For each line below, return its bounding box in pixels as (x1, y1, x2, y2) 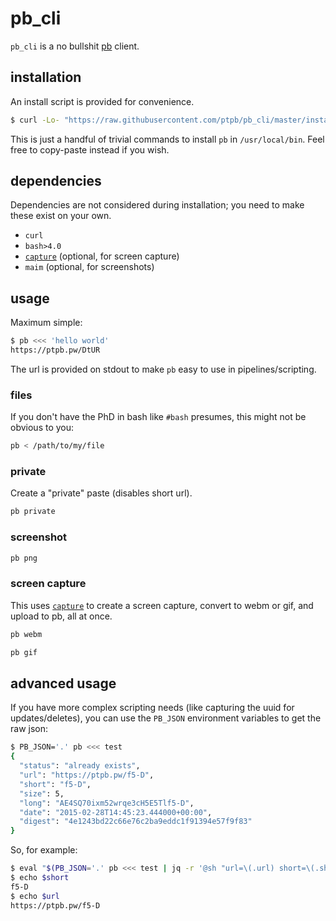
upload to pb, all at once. (10, 610, 113, 622)
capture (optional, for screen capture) (24, 250, 180, 262)
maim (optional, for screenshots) (24, 261, 155, 273)
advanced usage (10, 675, 117, 692)
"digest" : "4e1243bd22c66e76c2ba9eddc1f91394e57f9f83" (19, 817, 253, 827)
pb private (10, 507, 56, 517)
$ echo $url (10, 891, 60, 901)
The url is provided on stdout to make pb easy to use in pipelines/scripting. (10, 363, 317, 375)
